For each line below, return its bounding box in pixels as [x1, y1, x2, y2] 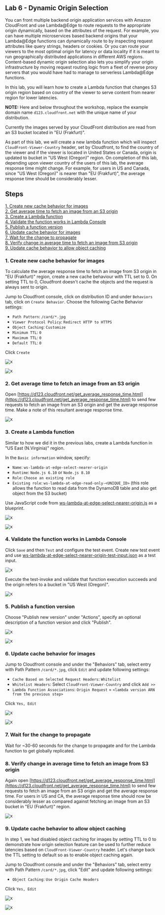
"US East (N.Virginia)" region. [5, 445, 65, 451]
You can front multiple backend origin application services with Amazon [5, 17, 151, 23]
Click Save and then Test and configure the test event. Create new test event [5, 547, 160, 553]
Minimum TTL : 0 [12, 329, 42, 335]
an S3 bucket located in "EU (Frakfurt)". [5, 129, 86, 135]
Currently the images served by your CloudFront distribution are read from [5, 124, 156, 130]
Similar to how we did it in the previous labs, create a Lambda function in [5, 440, 153, 445]
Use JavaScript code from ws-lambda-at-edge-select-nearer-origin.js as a [5, 500, 157, 506]
